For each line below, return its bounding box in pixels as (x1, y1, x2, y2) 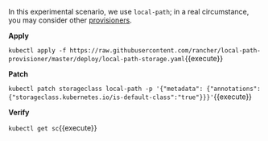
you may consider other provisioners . (8, 15, 133, 25)
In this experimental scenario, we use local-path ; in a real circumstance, (8, 7, 249, 16)
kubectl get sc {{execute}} (8, 123, 98, 132)
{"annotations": (206, 85, 262, 93)
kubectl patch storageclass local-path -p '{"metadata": (8, 85, 204, 93)
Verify (8, 108, 30, 117)
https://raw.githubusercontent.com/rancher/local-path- (69, 47, 262, 55)
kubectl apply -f (8, 47, 67, 55)
